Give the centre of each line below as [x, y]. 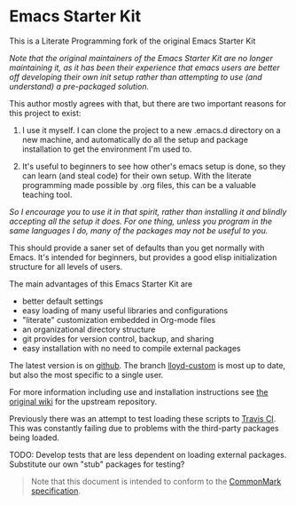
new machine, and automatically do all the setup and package [135, 139]
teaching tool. [47, 194]
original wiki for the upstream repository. [83, 401]
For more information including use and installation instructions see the [139, 391]
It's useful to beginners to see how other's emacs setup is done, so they [154, 166]
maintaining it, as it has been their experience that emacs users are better [145, 67]
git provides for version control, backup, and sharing [118, 338]
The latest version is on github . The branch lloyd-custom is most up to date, [148, 365]
